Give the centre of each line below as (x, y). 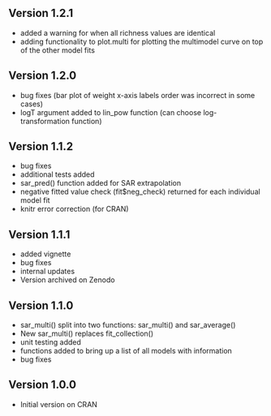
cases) (31, 104)
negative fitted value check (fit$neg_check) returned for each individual (140, 192)
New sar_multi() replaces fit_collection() (87, 334)
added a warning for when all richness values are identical (118, 32)
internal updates (47, 272)
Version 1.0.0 (43, 385)
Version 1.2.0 (43, 76)
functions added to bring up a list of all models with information (126, 351)
